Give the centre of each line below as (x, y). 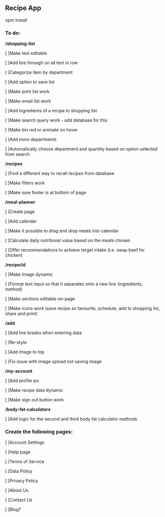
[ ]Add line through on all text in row (41, 63)
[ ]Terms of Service (25, 462)
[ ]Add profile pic (22, 381)
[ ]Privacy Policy (22, 481)
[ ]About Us (17, 490)
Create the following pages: (39, 432)
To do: (13, 33)
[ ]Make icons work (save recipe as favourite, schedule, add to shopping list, (82, 308)
